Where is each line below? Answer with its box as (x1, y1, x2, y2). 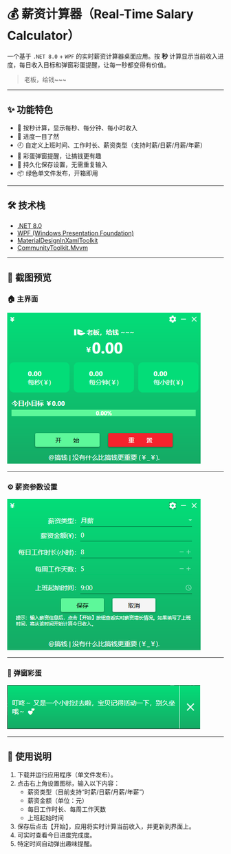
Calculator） (7, 28, 80, 43)
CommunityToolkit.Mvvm (16, 243, 88, 252)
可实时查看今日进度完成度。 (16, 831, 96, 839)
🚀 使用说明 (7, 750, 52, 763)
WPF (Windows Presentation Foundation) (16, 229, 134, 237)
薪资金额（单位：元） (27, 796, 88, 804)
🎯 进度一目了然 (16, 132, 60, 140)
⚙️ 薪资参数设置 (7, 483, 58, 492)
